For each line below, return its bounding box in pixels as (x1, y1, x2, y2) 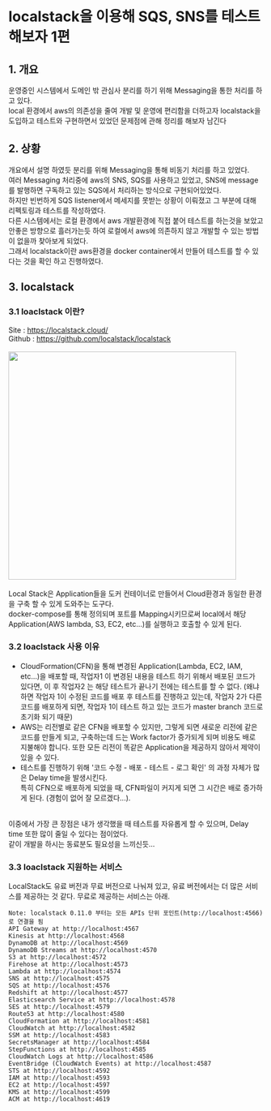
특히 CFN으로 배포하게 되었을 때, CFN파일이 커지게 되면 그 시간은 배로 (19, 783, 242, 792)
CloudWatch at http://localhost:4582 (8, 1024, 136, 1032)
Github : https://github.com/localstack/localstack (8, 333, 171, 343)
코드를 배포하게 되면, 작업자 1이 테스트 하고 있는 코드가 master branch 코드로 (19, 701, 264, 711)
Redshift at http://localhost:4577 (8, 989, 129, 997)
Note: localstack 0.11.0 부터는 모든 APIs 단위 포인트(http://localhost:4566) (8, 909, 264, 917)
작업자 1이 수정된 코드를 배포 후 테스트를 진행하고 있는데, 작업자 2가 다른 (35, 691, 263, 701)
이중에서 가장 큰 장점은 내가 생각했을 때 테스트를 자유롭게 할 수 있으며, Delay (8, 818, 249, 828)
